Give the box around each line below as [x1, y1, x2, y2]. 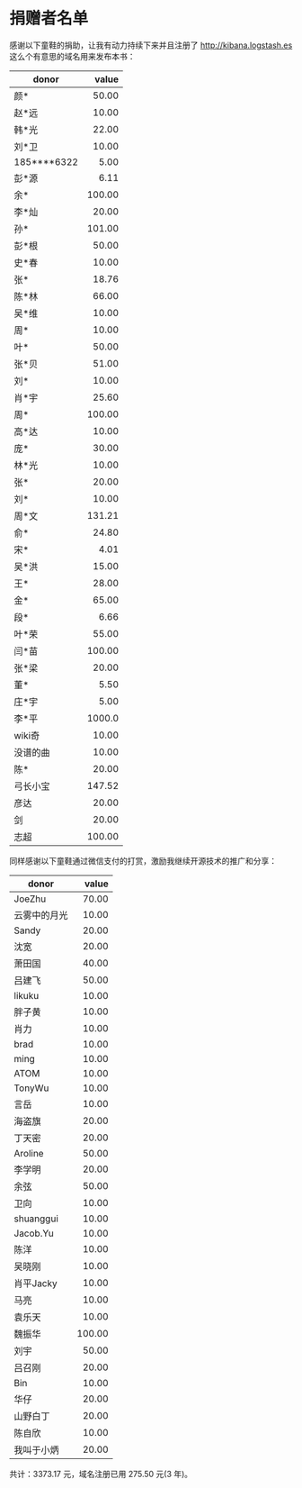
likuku [13, 989, 40, 1002]
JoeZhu [13, 893, 47, 905]
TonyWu [13, 1082, 49, 1094]
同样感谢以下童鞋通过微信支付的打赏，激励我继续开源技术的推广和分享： [9, 855, 277, 866]
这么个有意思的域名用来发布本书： [9, 50, 136, 61]
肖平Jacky [13, 1276, 58, 1289]
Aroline [13, 1147, 44, 1159]
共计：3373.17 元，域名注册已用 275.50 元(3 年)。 [9, 1468, 193, 1479]
